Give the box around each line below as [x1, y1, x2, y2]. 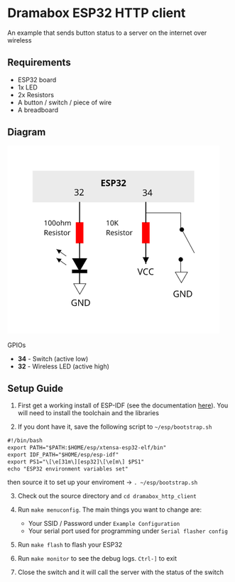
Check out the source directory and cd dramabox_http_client [17, 492, 197, 500]
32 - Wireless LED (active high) [17, 362, 110, 370]
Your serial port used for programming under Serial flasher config [28, 527, 229, 535]
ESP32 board [17, 75, 57, 84]
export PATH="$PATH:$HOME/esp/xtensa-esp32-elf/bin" [7, 444, 167, 451]
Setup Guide [7, 382, 64, 395]
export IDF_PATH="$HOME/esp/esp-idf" [7, 451, 119, 459]
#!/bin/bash [7, 437, 43, 444]
